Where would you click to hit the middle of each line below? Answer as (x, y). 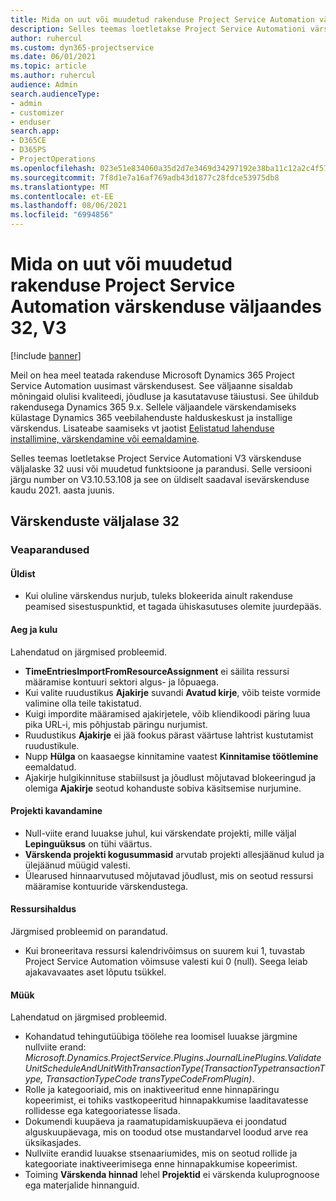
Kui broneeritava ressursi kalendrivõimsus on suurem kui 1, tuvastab (165, 951)
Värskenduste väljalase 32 (95, 521)
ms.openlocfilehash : (53, 168)
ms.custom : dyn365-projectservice (82, 47)
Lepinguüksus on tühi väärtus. (88, 843)
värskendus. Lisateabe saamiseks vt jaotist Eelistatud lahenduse (142, 428)
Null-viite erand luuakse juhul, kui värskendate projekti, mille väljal (160, 833)
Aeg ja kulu (34, 630)
